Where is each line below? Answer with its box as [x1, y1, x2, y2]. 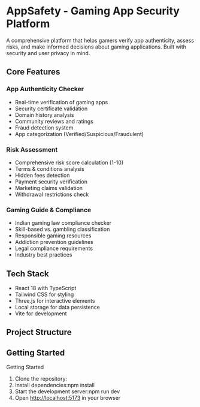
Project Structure [6, 327, 72, 337]
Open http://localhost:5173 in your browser [14, 394, 121, 402]
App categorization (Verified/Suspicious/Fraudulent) [14, 130, 144, 137]
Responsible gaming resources [14, 232, 92, 239]
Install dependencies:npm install [14, 382, 95, 389]
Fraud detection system [14, 124, 74, 131]
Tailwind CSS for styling [14, 291, 74, 298]
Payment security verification [14, 178, 88, 185]
